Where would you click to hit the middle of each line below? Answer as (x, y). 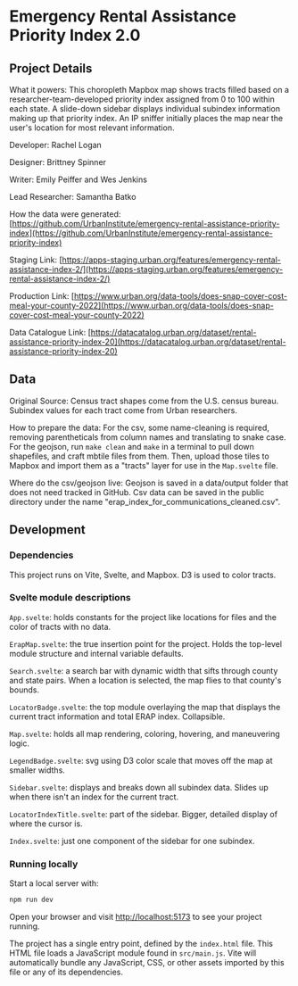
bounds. (25, 690)
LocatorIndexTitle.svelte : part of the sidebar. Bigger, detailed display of (144, 814)
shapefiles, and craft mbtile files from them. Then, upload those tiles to (139, 456)
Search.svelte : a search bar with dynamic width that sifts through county (144, 670)
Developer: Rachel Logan (56, 145)
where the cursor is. (46, 824)
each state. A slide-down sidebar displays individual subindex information (145, 108)
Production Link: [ (42, 296)
